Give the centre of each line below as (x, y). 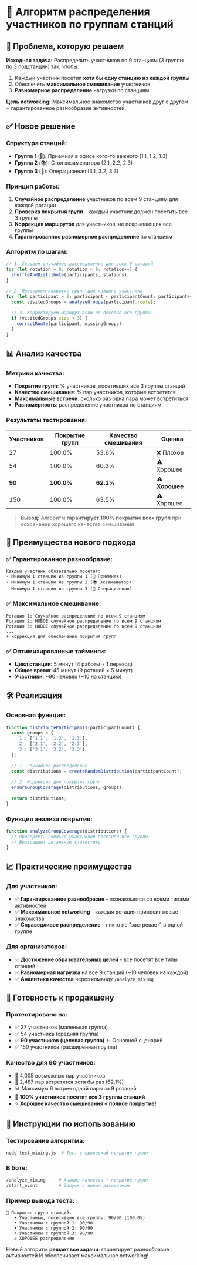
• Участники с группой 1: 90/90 (53, 1223)
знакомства (29, 918)
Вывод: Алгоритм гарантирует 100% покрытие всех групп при (101, 518)
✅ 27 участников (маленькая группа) (61, 1027)
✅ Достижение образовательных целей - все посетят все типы (96, 959)
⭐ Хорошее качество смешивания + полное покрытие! (85, 1103)
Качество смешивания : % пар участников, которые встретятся (95, 392)
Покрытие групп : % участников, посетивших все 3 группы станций (100, 386)
